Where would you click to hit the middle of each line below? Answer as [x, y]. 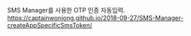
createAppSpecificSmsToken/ [50, 25]
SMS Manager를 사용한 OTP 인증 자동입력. [66, 10]
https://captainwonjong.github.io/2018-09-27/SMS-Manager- [95, 18]
